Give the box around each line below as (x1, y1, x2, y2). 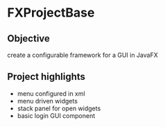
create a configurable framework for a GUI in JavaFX (7, 51, 158, 59)
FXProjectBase (7, 5, 95, 21)
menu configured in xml (17, 89, 85, 98)
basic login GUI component (17, 111, 96, 119)
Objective (7, 33, 51, 44)
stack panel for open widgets (17, 104, 101, 112)
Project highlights (7, 71, 85, 83)
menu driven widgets (17, 96, 78, 105)
